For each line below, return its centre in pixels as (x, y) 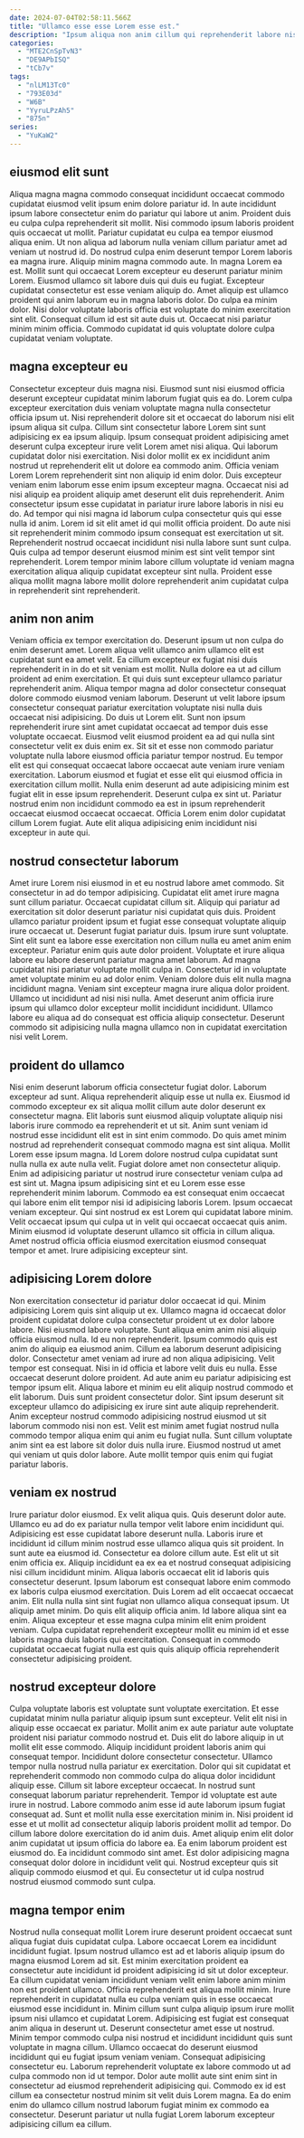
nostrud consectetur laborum (94, 861)
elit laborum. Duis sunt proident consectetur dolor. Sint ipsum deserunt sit (147, 1397)
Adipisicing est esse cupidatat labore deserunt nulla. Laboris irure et (137, 1534)
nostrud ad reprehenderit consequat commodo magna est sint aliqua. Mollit (150, 1145)
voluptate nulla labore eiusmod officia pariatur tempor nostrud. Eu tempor (146, 755)
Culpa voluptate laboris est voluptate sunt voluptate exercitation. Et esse (144, 1709)
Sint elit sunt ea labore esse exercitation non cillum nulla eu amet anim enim (151, 941)
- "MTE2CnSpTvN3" (50, 52)
